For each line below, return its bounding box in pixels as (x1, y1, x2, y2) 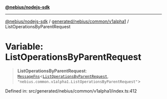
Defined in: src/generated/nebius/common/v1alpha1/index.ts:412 (5, 88, 137, 94)
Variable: (5, 41, 44, 52)
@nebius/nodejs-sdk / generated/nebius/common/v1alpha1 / (5, 18, 129, 24)
